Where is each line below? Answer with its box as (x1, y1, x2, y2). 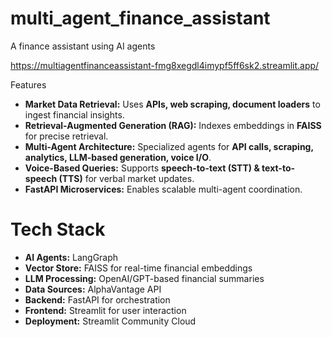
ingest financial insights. (24, 108, 125, 121)
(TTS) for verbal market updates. (58, 172, 195, 184)
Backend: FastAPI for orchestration (24, 293, 171, 306)
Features (10, 78, 47, 91)
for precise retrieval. (24, 130, 109, 142)
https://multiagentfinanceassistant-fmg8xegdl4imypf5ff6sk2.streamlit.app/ (10, 59, 320, 71)
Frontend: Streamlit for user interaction (24, 304, 187, 316)
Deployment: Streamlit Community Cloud (24, 315, 197, 327)
